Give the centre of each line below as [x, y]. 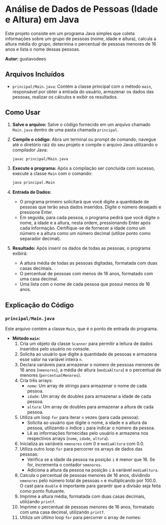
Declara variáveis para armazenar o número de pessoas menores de [89, 365]
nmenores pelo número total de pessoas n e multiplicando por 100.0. [88, 480]
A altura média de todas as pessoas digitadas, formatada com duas [88, 263]
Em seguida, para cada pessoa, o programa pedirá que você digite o [90, 218]
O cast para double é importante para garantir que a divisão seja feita [90, 486]
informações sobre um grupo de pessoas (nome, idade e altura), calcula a [81, 39]
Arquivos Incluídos [35, 75]
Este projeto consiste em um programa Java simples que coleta [70, 33]
